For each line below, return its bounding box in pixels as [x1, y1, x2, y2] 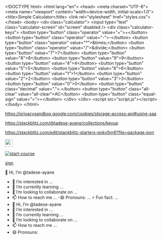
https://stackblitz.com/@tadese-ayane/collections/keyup [5, 120, 118, 126]
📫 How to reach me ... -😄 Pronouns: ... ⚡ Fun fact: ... [12, 194, 118, 200]
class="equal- [128, 91, 156, 97]
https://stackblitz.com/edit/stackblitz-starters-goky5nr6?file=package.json [5, 130, 154, 135]
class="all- [128, 86, 150, 91]
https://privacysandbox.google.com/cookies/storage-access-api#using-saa [5, 111, 157, 117]
